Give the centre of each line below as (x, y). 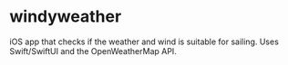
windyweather (66, 17)
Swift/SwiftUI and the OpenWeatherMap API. (93, 51)
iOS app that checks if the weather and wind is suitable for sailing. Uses (144, 42)
